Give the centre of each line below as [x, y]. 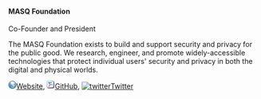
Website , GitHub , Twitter [75, 86]
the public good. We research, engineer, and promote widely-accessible [127, 53]
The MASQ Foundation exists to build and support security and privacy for [130, 45]
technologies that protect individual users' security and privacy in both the [130, 61]
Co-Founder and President [52, 29]
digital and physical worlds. [53, 70]
